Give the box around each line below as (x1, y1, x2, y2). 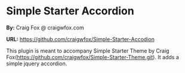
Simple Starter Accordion (6, 4, 134, 18)
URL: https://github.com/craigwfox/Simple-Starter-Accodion (6, 35, 155, 42)
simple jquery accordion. (6, 60, 67, 67)
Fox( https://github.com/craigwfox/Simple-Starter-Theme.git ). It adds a (6, 53, 179, 60)
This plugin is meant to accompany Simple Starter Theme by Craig (6, 47, 169, 54)
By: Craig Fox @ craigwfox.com (6, 24, 85, 31)
